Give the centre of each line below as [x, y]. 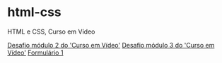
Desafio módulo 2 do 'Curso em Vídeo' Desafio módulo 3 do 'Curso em [111, 45]
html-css [34, 12]
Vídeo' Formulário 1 [35, 52]
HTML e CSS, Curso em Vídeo [51, 31]
